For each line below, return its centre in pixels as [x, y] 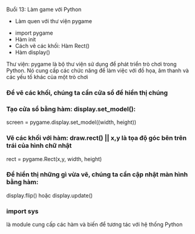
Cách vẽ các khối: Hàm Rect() [52, 46]
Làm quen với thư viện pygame [54, 21]
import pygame [34, 33]
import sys [22, 211]
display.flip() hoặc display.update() [49, 195]
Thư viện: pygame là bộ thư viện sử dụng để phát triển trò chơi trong [91, 64]
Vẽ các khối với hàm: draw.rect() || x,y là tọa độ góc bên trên [96, 138]
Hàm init [25, 39]
